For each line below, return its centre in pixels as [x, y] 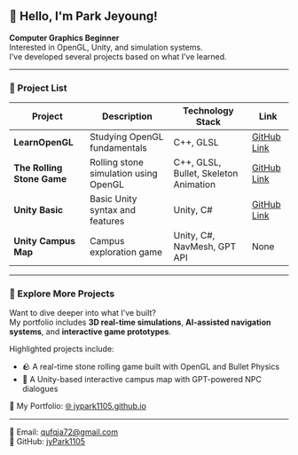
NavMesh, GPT [205, 247]
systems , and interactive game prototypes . [90, 332]
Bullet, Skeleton [206, 174]
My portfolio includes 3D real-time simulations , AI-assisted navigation [140, 322]
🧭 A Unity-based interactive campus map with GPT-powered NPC [141, 380]
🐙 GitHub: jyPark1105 [47, 442]
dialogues [40, 389]
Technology [208, 111]
